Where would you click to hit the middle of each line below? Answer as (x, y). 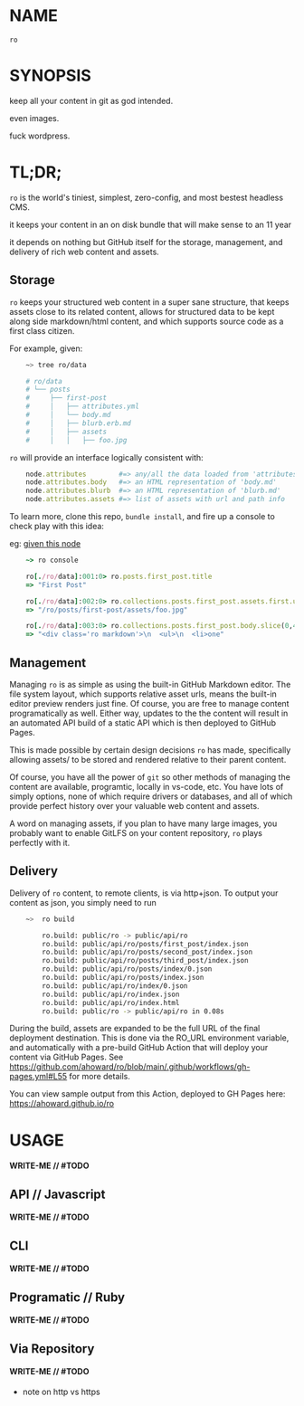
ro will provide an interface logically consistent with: (106, 457)
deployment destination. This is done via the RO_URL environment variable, (149, 1038)
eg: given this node (45, 543)
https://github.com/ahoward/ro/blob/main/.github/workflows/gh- (130, 1067)
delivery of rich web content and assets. (85, 252)
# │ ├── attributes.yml (83, 407)
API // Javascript (57, 1194)
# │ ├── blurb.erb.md (78, 423)
